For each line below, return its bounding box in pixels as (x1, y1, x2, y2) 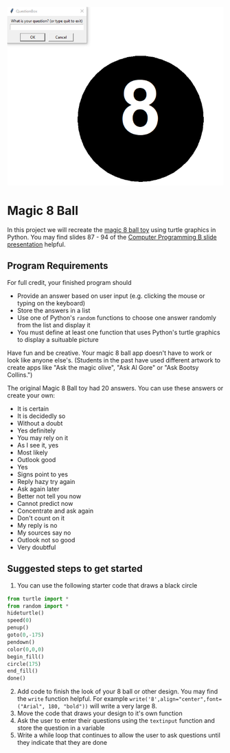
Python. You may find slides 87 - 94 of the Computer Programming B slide (7, 233, 218, 242)
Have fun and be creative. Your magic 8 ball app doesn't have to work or (7, 349, 213, 357)
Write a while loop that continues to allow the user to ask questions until (16, 731, 221, 739)
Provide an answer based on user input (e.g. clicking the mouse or (16, 292, 205, 300)
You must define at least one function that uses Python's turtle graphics (16, 328, 221, 336)
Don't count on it (16, 513, 65, 522)
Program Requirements (7, 260, 108, 272)
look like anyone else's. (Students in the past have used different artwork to (7, 356, 221, 364)
